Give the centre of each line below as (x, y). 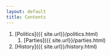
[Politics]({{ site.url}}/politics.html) (56, 34)
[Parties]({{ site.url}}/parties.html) (65, 40)
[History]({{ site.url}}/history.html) (56, 46)
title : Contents (26, 17)
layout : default (26, 11)
